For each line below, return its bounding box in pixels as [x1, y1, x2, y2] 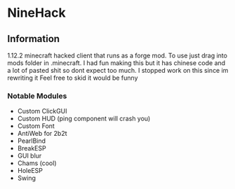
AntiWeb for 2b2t [17, 129, 68, 138]
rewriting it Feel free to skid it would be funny [7, 73, 138, 82]
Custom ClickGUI [17, 107, 68, 115]
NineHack [7, 5, 66, 21]
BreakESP [17, 144, 47, 153]
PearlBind [17, 136, 46, 145]
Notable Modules [7, 91, 67, 101]
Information [7, 33, 60, 45]
